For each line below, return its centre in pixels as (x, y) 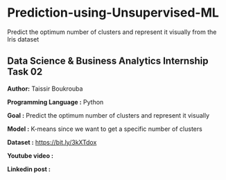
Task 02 (25, 72)
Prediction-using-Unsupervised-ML (113, 13)
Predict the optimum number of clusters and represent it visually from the (112, 32)
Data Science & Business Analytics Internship (108, 61)
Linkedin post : (29, 169)
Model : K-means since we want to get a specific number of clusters (105, 129)
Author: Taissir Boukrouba (45, 89)
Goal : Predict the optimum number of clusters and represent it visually (108, 115)
